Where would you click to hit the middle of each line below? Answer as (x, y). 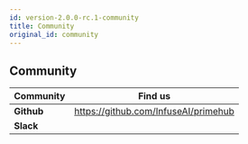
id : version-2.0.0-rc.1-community (74, 18)
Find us (155, 96)
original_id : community (54, 34)
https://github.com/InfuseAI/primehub (154, 112)
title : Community (42, 26)
